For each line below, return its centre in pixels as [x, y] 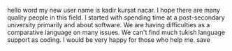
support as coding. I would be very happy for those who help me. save [109, 40]
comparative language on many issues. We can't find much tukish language [116, 32]
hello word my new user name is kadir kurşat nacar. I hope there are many [114, 10]
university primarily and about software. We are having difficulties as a [109, 25]
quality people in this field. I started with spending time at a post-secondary [116, 17]
